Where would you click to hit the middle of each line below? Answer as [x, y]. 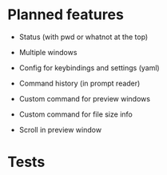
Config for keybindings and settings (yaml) [89, 68]
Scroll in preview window [60, 129]
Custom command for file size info [76, 114]
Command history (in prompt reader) [80, 83]
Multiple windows [48, 52]
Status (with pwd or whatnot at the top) [83, 37]
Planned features [66, 15]
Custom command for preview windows [85, 98]
